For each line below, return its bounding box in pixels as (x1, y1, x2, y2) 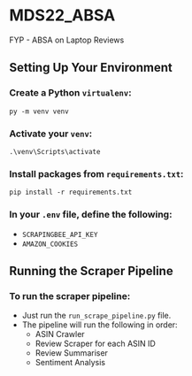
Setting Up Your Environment (9, 60, 173, 75)
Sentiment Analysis (35, 357, 106, 368)
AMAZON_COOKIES (21, 240, 79, 249)
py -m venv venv (9, 107, 69, 116)
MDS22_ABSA (9, 5, 116, 26)
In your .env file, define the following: (9, 209, 173, 221)
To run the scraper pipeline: (9, 289, 131, 302)
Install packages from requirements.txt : (9, 167, 184, 180)
